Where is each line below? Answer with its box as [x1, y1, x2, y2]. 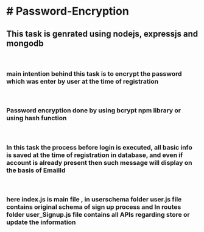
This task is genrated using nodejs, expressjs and [6, 29, 199, 39]
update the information [6, 218, 76, 227]
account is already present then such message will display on [6, 158, 192, 167]
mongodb [6, 38, 44, 48]
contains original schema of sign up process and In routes [6, 203, 181, 211]
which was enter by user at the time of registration [6, 77, 159, 85]
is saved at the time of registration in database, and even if [6, 151, 183, 159]
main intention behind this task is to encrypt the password [6, 69, 182, 78]
